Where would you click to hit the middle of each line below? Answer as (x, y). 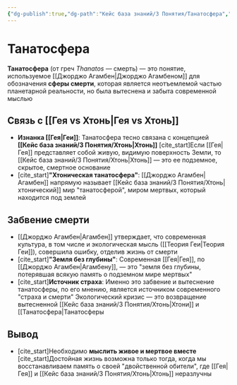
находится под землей (51, 198)
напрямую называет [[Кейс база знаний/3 (114, 183)
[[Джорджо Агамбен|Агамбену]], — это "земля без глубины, (109, 267)
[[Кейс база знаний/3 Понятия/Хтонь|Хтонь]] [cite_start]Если (111, 145)
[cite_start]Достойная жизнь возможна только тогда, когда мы (112, 359)
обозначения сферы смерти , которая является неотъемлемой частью (115, 83)
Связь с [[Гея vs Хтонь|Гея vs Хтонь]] (93, 120)
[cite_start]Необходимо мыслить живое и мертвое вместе (107, 351)
